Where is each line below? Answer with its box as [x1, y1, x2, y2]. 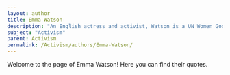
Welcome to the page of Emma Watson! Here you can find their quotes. [7, 61, 208, 68]
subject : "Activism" [7, 29, 66, 36]
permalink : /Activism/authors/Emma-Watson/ [7, 42, 133, 48]
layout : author [7, 10, 51, 17]
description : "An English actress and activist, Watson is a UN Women [7, 22, 213, 29]
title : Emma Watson [7, 16, 63, 23]
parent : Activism [7, 35, 57, 42]
